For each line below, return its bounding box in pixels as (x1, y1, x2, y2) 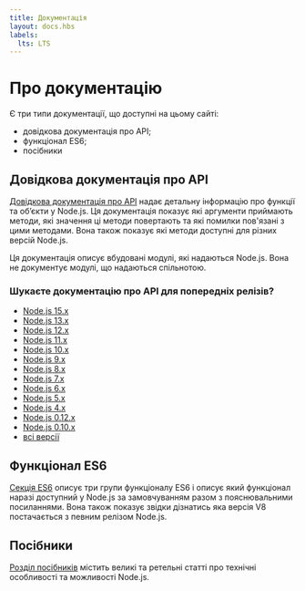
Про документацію (9, 78, 163, 98)
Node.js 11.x (22, 335, 68, 346)
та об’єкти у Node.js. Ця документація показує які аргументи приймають (9, 206, 293, 216)
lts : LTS (17, 38, 51, 48)
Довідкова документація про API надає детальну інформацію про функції (9, 196, 296, 206)
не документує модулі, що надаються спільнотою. (9, 262, 207, 273)
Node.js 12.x (22, 325, 70, 336)
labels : (9, 30, 39, 39)
